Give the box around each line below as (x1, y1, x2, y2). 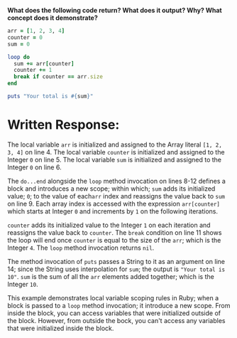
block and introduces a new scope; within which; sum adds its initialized (7, 184, 216, 193)
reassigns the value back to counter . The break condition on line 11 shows (7, 228, 222, 237)
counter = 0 (7, 33, 43, 41)
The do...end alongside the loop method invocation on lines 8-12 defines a (7, 176, 226, 185)
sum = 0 (7, 41, 31, 48)
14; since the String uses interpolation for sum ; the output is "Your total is (7, 265, 226, 273)
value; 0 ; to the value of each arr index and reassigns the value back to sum (7, 191, 226, 200)
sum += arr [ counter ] (13, 60, 75, 67)
